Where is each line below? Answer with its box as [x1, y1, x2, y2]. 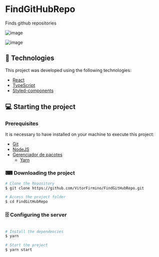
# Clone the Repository [5, 181, 55, 186]
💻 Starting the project [5, 102, 76, 111]
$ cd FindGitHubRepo [5, 199, 48, 204]
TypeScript [12, 82, 35, 88]
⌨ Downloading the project [5, 169, 75, 176]
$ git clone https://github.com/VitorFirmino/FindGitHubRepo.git [5, 185, 144, 190]
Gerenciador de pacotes [12, 151, 62, 158]
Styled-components [12, 87, 54, 93]
